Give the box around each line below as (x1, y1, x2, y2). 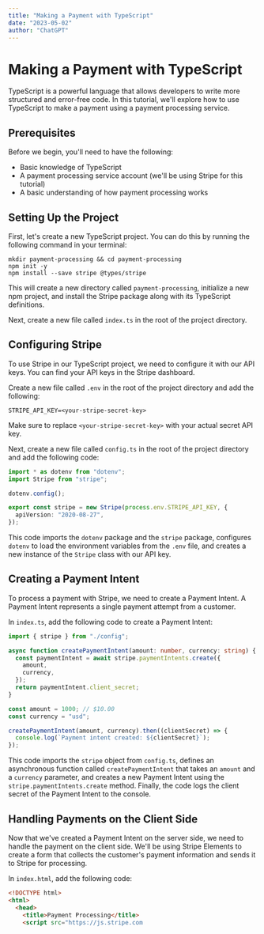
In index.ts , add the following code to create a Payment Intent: (8, 617, 213, 626)
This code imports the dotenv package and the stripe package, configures (8, 533, 251, 542)
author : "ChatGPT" (8, 26, 69, 34)
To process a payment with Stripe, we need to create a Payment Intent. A (8, 593, 247, 603)
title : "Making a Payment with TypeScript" (8, 11, 154, 20)
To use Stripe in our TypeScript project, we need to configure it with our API (8, 359, 255, 369)
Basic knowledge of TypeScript (19, 163, 123, 172)
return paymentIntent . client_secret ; (15, 683, 140, 692)
